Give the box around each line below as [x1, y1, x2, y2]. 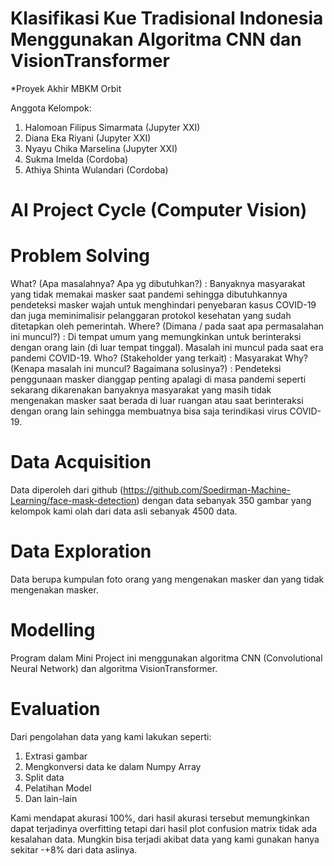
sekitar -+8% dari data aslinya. [10, 843, 138, 856]
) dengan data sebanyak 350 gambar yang [136, 495, 312, 506]
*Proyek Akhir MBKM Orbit [10, 82, 122, 94]
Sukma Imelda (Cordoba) [24, 153, 129, 165]
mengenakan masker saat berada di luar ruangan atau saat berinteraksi [10, 395, 304, 407]
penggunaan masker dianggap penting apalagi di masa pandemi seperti [10, 373, 307, 386]
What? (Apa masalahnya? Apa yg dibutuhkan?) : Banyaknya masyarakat [10, 278, 306, 290]
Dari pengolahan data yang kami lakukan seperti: [10, 730, 212, 742]
